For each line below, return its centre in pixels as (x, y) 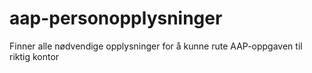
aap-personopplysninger (116, 18)
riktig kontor (34, 56)
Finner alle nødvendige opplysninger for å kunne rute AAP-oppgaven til (156, 46)
